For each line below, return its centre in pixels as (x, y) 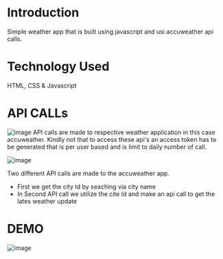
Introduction (43, 13)
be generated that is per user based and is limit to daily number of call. (107, 147)
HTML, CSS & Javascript (42, 85)
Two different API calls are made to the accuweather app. (88, 173)
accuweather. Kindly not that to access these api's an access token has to (112, 139)
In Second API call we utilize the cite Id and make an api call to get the (116, 194)
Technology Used (58, 67)
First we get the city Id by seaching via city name (86, 186)
